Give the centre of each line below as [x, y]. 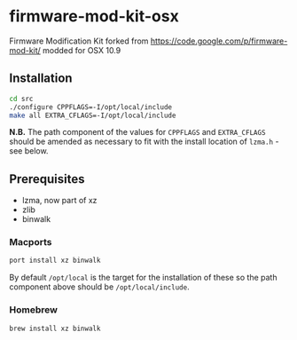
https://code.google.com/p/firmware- [219, 41]
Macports [31, 242]
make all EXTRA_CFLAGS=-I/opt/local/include [93, 115]
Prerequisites [47, 179]
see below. [29, 151]
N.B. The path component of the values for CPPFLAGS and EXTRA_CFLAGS [137, 132]
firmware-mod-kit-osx [94, 16]
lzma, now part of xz [59, 201]
